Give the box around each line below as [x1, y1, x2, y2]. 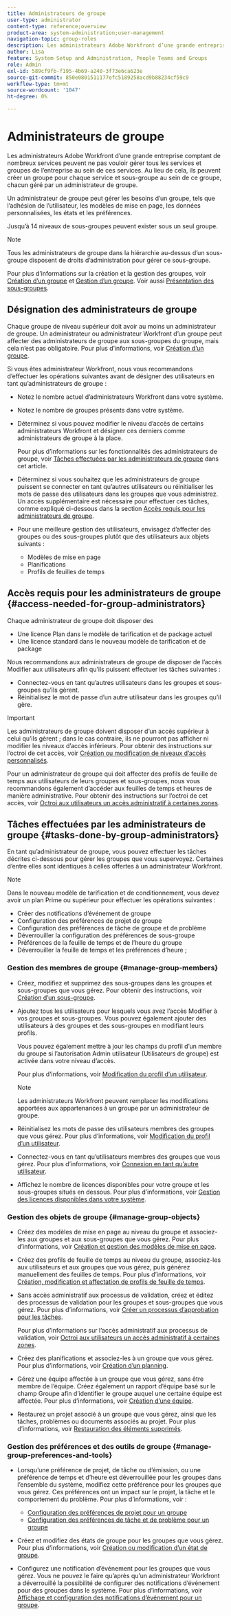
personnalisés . [7, 756, 49, 764]
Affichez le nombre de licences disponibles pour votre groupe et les [16, 1180, 210, 1188]
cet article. [16, 461, 48, 470]
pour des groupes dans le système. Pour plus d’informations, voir [16, 1586, 203, 1595]
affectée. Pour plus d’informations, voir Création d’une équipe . [16, 1397, 194, 1405]
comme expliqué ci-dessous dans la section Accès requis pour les [16, 504, 206, 512]
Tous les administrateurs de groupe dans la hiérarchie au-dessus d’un [7, 248, 205, 256]
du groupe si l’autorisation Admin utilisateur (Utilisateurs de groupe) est [16, 1049, 219, 1058]
